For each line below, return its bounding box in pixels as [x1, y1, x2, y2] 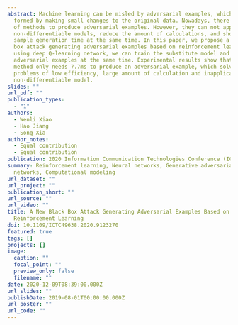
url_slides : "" [7, 287, 52, 294]
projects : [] [7, 241, 46, 248]
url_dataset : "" [7, 175, 55, 182]
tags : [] [7, 235, 33, 242]
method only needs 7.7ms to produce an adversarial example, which [13, 63, 217, 70]
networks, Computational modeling [13, 168, 115, 176]
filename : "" [13, 274, 52, 281]
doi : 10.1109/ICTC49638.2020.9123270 [7, 221, 119, 228]
